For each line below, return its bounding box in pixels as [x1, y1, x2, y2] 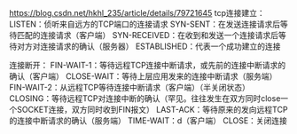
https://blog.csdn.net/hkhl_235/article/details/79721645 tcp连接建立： [9, 8, 266, 18]
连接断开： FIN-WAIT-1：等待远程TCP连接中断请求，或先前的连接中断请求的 [9, 60, 286, 70]
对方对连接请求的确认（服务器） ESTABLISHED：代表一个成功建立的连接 [16, 41, 281, 51]
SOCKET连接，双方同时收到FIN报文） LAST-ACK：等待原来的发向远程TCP [16, 105, 288, 114]
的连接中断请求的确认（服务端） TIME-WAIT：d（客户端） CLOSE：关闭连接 [9, 115, 288, 126]
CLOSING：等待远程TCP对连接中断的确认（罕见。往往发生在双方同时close [9, 93, 281, 104]
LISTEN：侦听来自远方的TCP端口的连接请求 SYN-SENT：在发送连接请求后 [9, 19, 281, 29]
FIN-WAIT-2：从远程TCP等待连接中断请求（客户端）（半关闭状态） [9, 83, 251, 92]
